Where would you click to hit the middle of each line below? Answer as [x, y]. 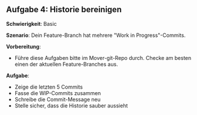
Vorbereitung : [24, 46]
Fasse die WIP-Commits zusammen [58, 93]
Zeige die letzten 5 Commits [49, 87]
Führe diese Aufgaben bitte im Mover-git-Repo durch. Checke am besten [103, 58]
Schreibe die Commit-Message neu [58, 99]
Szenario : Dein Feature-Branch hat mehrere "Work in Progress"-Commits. [96, 35]
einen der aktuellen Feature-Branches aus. [66, 64]
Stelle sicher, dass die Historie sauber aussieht [71, 106]
